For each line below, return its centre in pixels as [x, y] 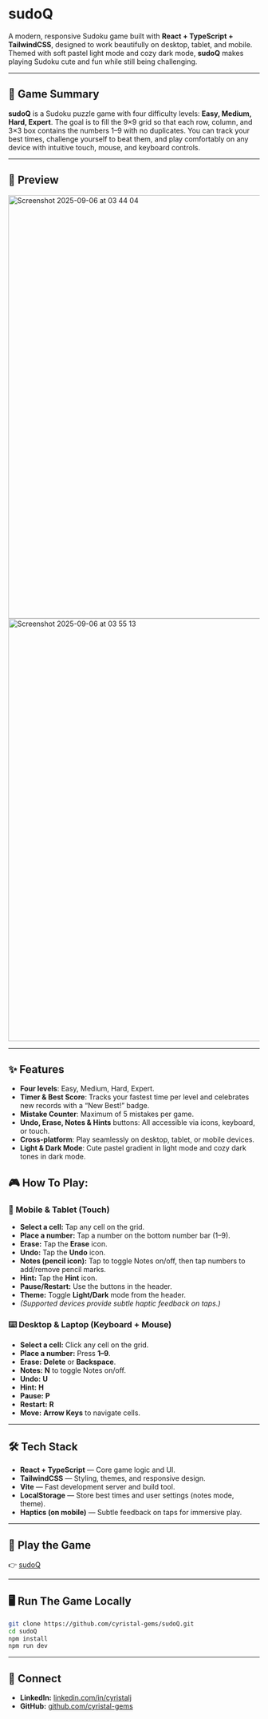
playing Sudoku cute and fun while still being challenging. [103, 62]
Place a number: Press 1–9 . [65, 1354]
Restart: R [37, 1405]
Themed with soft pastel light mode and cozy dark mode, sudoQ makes [126, 53]
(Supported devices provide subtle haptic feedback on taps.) [120, 1303]
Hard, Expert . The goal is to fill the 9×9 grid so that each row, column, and [130, 122]
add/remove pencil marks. [63, 1270]
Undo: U [34, 1379]
